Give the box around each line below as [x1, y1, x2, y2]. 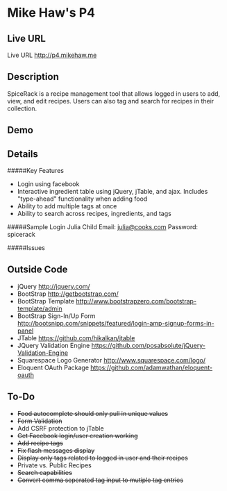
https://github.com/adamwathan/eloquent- [90, 363, 213, 372]
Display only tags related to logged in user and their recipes [17, 453, 189, 462]
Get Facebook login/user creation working [17, 431, 138, 440]
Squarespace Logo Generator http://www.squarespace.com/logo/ [17, 356, 206, 364]
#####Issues [7, 244, 45, 252]
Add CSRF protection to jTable [17, 424, 104, 432]
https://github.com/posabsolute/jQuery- [91, 341, 206, 349]
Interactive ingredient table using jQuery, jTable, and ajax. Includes [17, 188, 208, 196]
